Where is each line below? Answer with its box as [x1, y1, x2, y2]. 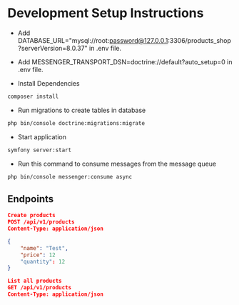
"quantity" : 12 [20, 258, 66, 265]
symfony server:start [7, 146, 72, 154]
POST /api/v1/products [7, 219, 75, 226]
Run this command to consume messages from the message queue [17, 159, 217, 168]
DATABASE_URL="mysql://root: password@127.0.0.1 [17, 36, 168, 44]
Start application [17, 132, 66, 141]
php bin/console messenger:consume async [7, 173, 133, 180]
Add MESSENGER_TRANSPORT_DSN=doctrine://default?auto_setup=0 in [17, 57, 233, 66]
